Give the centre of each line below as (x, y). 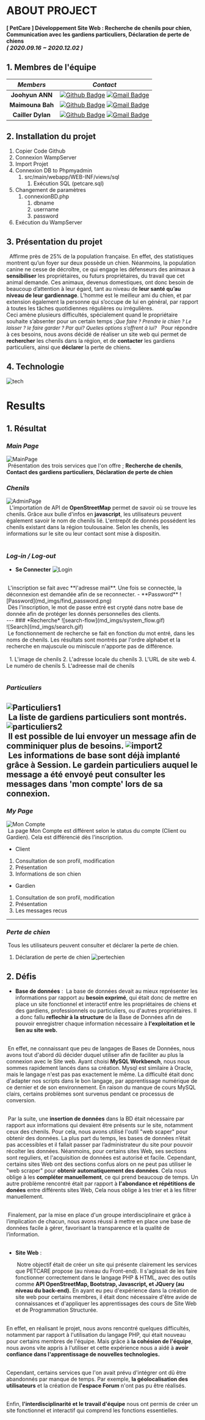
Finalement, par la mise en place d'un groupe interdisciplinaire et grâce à (99, 1215)
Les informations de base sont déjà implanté (94, 755)
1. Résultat (27, 428)
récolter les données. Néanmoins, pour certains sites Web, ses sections (97, 1151)
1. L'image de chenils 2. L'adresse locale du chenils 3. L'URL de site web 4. (103, 659)
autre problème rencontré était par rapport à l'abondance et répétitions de (101, 1184)
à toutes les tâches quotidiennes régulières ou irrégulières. (80, 309)
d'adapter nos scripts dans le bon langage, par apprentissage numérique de (102, 1081)
